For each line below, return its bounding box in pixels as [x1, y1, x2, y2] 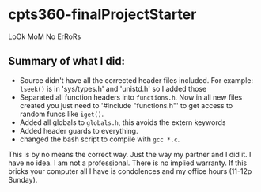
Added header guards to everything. [19, 126, 138, 135]
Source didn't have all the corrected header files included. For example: [19, 75, 253, 85]
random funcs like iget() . [19, 109, 104, 119]
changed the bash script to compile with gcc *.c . [19, 134, 180, 144]
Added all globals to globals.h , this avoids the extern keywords [19, 117, 226, 127]
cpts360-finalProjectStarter [8, 6, 197, 24]
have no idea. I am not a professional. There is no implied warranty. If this [8, 158, 248, 168]
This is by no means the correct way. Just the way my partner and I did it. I [8, 149, 252, 159]
